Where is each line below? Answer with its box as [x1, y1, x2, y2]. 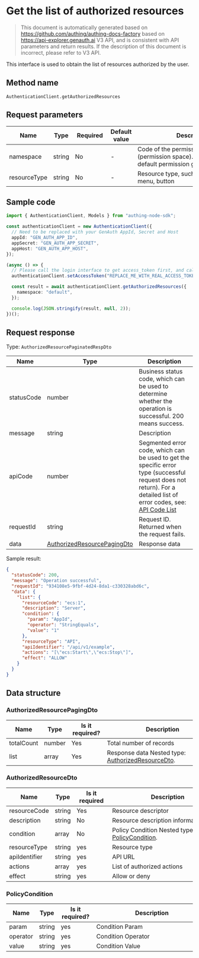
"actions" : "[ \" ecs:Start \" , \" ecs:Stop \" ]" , [21, 649, 134, 655]
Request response [6, 327, 75, 337]
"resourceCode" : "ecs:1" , [21, 599, 86, 606]
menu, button [137, 177, 175, 185]
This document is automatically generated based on [20, 24, 148, 31]
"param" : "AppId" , [27, 617, 73, 623]
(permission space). [137, 152, 194, 161]
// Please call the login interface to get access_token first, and [11, 268, 184, 274]
